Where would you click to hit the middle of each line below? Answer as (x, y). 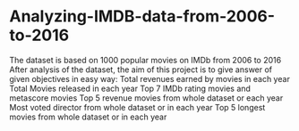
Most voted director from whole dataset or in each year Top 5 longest (137, 107)
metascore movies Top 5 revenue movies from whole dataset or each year (146, 98)
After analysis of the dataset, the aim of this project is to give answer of (141, 70)
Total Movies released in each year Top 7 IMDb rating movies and (130, 88)
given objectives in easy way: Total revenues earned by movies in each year (150, 78)
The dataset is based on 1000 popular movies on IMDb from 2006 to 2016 (145, 60)
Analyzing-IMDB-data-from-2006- (142, 16)
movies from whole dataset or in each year (88, 117)
